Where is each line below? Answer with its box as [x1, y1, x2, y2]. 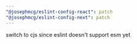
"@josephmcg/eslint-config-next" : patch [6, 14, 111, 20]
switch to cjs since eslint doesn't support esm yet [6, 31, 131, 38]
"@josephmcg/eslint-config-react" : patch [6, 8, 113, 15]
